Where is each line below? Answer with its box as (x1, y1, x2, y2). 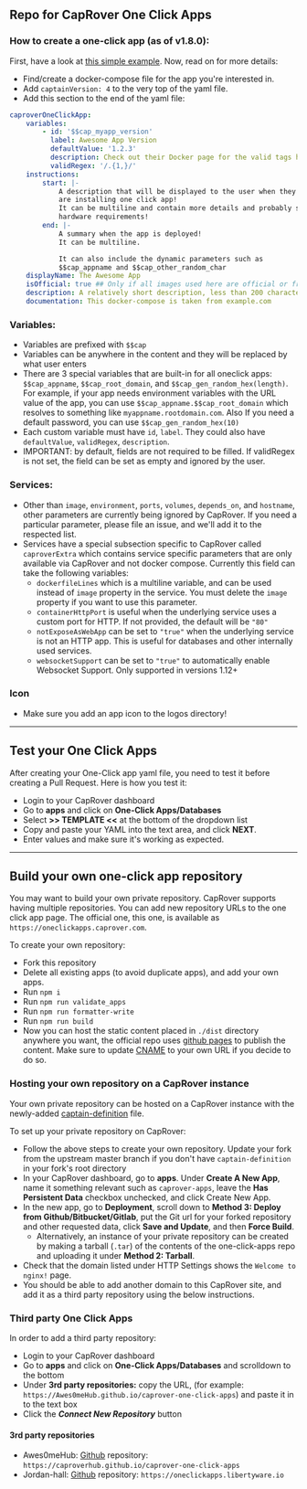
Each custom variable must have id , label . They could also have (22, 427, 266, 438)
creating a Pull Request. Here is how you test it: (9, 777, 187, 788)
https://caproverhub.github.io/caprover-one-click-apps (22, 1462, 240, 1471)
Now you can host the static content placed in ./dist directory (22, 1026, 259, 1037)
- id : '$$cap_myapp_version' (42, 127, 153, 136)
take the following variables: (22, 567, 130, 579)
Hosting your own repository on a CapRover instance (9, 1078, 249, 1090)
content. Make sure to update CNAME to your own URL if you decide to (22, 1045, 291, 1056)
